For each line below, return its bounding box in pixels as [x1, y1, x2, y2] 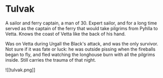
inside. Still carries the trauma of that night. [5, 57, 96, 63]
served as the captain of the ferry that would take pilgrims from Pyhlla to [5, 25, 158, 31]
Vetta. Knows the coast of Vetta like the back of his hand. [5, 31, 126, 37]
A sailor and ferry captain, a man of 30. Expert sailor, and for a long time [5, 20, 157, 26]
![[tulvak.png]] [5, 67, 36, 73]
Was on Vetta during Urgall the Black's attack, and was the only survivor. [5, 40, 158, 46]
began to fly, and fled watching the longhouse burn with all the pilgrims [5, 51, 155, 58]
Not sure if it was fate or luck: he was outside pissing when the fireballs [5, 46, 156, 52]
